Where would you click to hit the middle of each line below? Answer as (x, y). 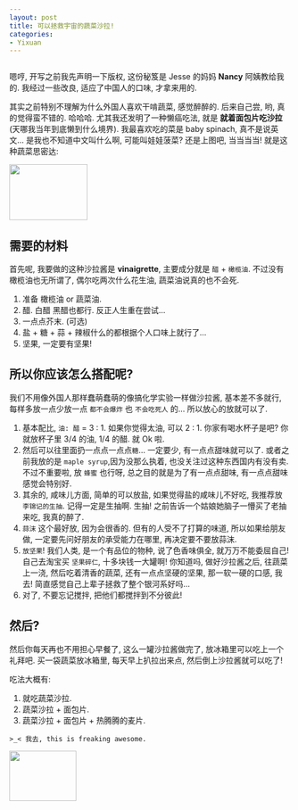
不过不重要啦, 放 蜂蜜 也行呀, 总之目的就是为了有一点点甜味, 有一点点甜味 (155, 472)
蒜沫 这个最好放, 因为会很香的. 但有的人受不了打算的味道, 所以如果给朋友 (154, 528)
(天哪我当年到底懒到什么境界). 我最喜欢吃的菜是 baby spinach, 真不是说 (140, 129)
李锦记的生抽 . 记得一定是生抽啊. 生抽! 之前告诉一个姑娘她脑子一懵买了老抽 (154, 506)
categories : (31, 34)
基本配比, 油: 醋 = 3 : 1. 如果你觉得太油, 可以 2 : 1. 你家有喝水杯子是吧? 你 (155, 427)
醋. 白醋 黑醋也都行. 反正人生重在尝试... (94, 310)
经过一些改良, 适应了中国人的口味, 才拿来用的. (113, 88)
